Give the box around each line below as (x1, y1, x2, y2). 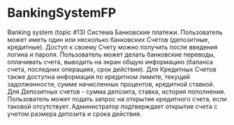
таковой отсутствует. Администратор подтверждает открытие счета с (7, 102, 218, 110)
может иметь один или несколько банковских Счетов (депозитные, (7, 35, 210, 43)
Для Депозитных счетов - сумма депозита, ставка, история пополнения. (7, 87, 226, 96)
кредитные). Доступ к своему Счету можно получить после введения (7, 43, 218, 51)
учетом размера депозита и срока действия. (7, 110, 142, 118)
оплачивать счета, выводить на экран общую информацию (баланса (7, 57, 214, 66)
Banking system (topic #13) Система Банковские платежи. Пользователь (7, 28, 223, 36)
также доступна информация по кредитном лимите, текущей (7, 72, 191, 81)
